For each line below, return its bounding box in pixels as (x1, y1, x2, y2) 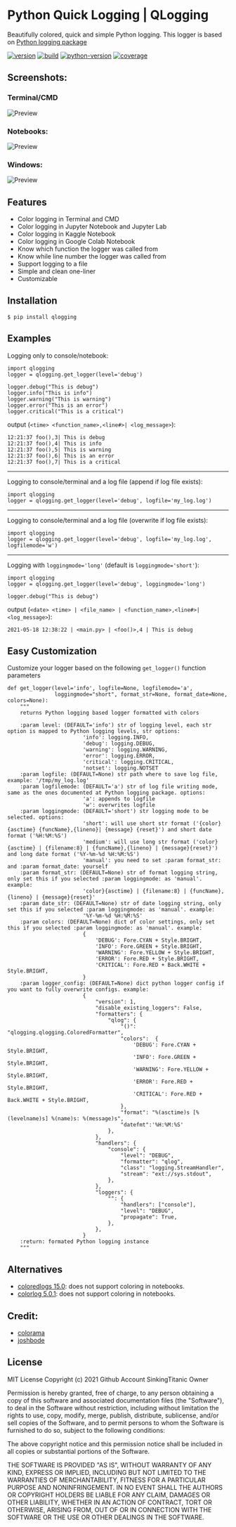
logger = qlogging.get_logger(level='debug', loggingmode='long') (7, 580, 206, 587)
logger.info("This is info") (7, 389, 93, 396)
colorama (17, 1329, 46, 1337)
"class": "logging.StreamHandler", (120, 1164, 225, 1171)
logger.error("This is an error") (7, 401, 109, 409)
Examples (7, 332, 51, 344)
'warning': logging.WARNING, (82, 746, 169, 753)
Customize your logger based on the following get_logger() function (7, 664, 206, 672)
